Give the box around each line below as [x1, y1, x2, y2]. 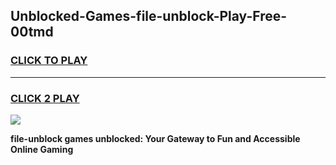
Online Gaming [10, 143, 74, 155]
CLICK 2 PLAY [10, 91, 80, 105]
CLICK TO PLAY [10, 54, 88, 68]
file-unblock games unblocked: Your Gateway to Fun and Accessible [10, 132, 301, 144]
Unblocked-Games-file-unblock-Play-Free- [10, 8, 288, 25]
